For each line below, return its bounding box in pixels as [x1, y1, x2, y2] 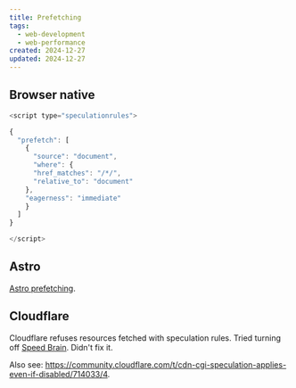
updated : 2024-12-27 [9, 54, 86, 63]
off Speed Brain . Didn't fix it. [9, 342, 113, 352]
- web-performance [17, 37, 86, 47]
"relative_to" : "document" [32, 177, 134, 186]
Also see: [9, 359, 44, 370]
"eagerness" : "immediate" [25, 194, 122, 202]
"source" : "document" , [32, 153, 118, 161]
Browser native [9, 87, 95, 103]
